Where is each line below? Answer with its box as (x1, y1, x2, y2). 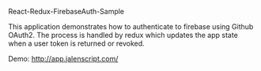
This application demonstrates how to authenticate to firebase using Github (8, 22, 254, 31)
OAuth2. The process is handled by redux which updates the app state (8, 31, 239, 39)
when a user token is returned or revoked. (8, 39, 145, 48)
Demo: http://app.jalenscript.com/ (8, 54, 119, 63)
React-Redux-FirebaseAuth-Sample (8, 7, 125, 16)
